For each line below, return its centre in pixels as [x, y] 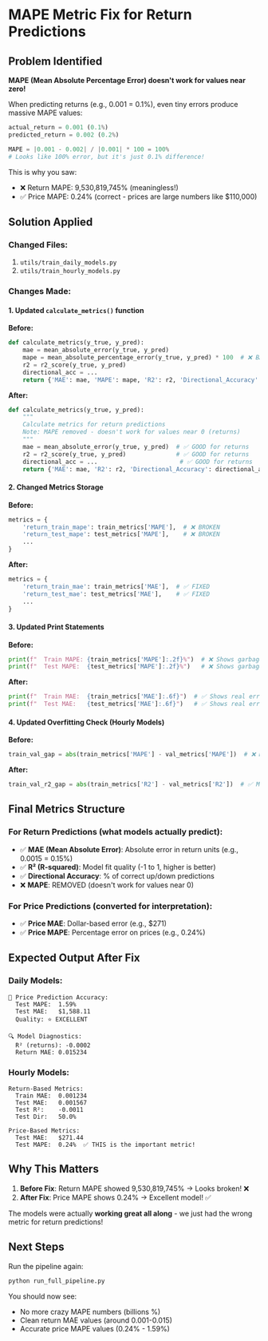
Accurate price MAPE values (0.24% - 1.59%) [95, 1328]
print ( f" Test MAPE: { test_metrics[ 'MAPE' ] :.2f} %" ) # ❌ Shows [121, 667]
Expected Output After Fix [74, 958]
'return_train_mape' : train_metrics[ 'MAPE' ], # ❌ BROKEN [122, 527]
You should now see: [43, 1296]
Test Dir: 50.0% [46, 1117]
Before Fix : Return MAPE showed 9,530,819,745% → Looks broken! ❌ [134, 1188]
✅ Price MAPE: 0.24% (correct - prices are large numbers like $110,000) [138, 196]
